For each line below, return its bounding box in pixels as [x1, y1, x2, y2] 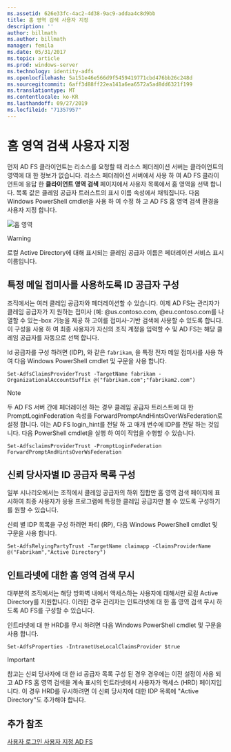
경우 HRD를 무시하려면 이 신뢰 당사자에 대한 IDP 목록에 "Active [28, 687, 199, 695]
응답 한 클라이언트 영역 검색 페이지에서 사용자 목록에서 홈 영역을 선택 [25, 180, 209, 188]
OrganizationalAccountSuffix [7, 376, 91, 383]
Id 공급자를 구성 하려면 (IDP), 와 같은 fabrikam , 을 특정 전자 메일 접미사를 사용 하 [7, 348, 223, 356]
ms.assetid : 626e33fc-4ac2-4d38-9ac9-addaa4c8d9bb [7, 10, 156, 17]
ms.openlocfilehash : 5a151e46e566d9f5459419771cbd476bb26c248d [7, 74, 193, 81]
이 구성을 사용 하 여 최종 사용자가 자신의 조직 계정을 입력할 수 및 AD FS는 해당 [7, 325, 216, 333]
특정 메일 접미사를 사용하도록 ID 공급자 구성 [7, 279, 179, 291]
